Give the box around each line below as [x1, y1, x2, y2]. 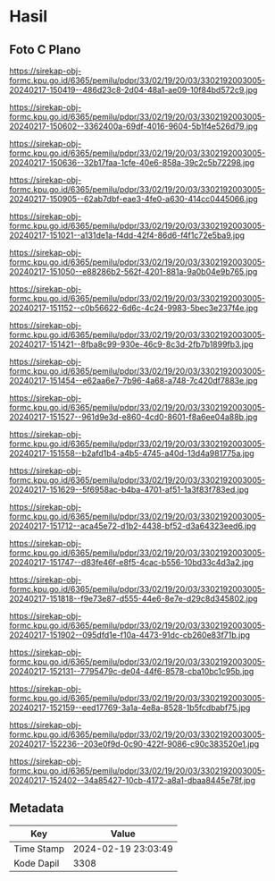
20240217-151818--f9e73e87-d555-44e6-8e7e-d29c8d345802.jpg [9, 593, 258, 604]
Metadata [9, 801, 64, 816]
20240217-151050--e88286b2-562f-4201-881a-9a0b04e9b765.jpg [9, 267, 258, 276]
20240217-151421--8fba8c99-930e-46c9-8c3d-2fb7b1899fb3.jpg [9, 339, 254, 350]
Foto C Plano [9, 42, 81, 57]
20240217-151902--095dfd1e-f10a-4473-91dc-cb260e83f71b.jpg [9, 630, 251, 640]
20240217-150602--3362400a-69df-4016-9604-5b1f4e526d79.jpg [9, 121, 259, 131]
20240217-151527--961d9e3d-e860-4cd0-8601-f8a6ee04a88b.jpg [9, 411, 258, 422]
